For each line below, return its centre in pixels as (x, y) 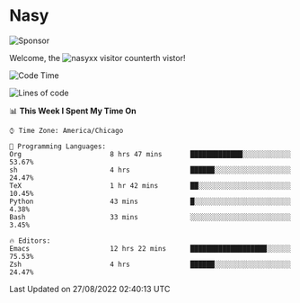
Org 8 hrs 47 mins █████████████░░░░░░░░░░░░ (150, 154)
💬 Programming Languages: (57, 146)
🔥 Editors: (30, 241)
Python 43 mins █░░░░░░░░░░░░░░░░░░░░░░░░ (150, 201)
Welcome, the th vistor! (97, 58)
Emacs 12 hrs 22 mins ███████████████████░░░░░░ (150, 248)
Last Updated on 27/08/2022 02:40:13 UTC (90, 289)
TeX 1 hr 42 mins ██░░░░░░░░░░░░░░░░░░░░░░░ (150, 185)
